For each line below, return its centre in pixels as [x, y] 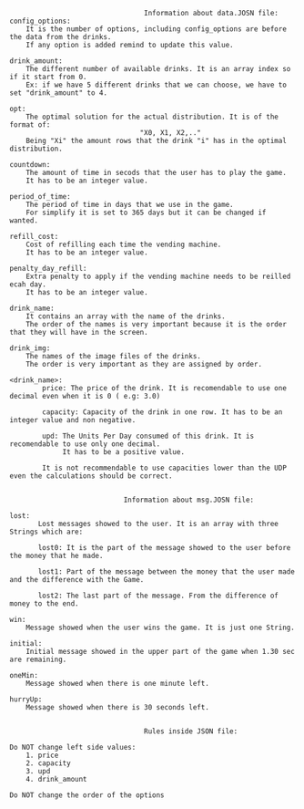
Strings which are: [46, 532]
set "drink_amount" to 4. [58, 93]
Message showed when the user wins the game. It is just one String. [161, 627]
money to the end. [44, 604]
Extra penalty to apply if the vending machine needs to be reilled [158, 276]
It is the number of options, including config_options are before [156, 29]
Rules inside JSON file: [191, 731]
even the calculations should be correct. [91, 476]
